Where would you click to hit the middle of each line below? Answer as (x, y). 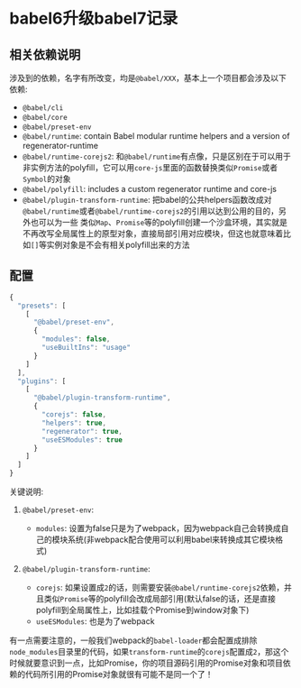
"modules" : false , (76, 339)
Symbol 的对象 (46, 179)
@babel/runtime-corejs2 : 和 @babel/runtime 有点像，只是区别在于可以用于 (156, 156)
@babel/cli (43, 108)
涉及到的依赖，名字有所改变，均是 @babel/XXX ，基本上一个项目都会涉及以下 (148, 78)
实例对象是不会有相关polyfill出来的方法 (118, 245)
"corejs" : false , (74, 415)
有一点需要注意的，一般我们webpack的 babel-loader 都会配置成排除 (134, 640)
